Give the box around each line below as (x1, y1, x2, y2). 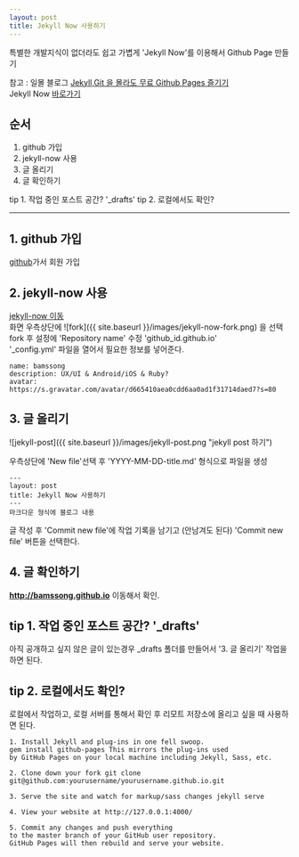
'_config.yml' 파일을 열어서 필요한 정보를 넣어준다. (9, 344, 184, 355)
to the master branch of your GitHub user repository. (9, 831, 217, 840)
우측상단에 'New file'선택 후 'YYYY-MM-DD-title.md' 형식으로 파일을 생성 (9, 455, 268, 466)
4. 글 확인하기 (9, 565, 80, 580)
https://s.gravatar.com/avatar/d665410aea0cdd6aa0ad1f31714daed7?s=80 (9, 385, 277, 394)
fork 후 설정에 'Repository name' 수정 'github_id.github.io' (9, 332, 218, 343)
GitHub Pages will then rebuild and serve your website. (9, 839, 225, 848)
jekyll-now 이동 (9, 310, 64, 321)
